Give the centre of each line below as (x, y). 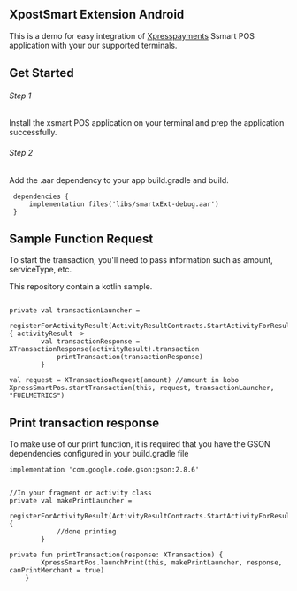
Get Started (42, 73)
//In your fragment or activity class (80, 493)
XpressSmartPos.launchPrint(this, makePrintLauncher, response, (162, 563)
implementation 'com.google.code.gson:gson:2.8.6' (104, 470)
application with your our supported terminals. (93, 45)
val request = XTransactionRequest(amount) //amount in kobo (124, 380)
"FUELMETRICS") (37, 396)
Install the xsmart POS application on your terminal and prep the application (147, 123)
